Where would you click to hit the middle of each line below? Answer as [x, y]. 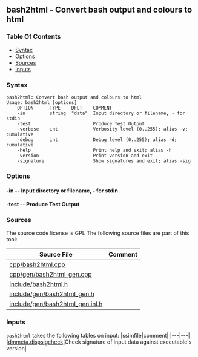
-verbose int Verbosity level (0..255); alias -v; [103, 129]
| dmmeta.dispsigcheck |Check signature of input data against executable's [99, 342]
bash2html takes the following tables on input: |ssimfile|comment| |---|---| [98, 335]
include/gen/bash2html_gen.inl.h [56, 304]
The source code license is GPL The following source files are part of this [98, 233]
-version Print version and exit [85, 156]
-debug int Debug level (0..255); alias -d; [97, 139]
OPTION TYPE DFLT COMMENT [65, 108]
